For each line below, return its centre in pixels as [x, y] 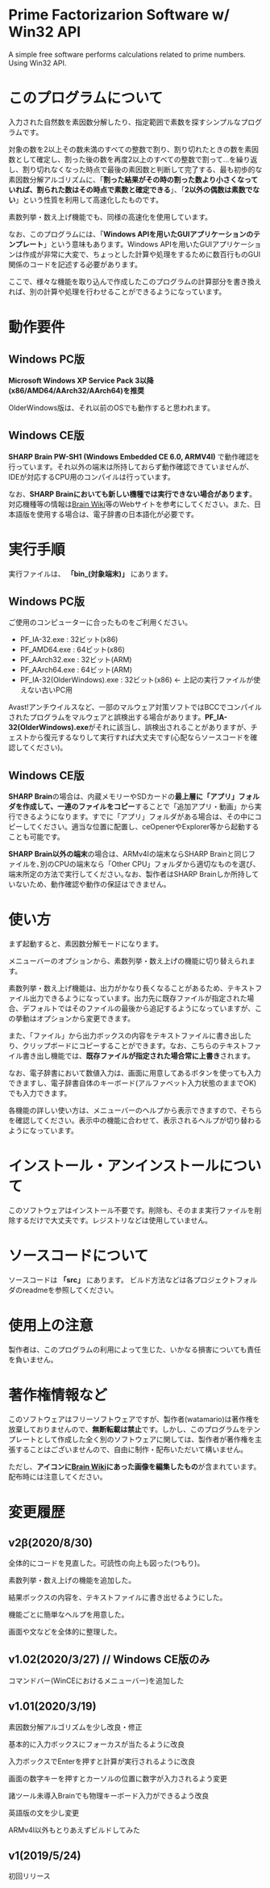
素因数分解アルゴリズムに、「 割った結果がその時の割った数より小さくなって [133, 179]
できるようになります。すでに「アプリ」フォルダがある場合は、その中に [135, 816]
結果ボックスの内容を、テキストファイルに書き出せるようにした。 [118, 1597]
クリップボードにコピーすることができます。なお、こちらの [121, 1046]
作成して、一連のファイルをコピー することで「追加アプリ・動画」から [139, 807]
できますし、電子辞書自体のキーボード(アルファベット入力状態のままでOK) [133, 1083]
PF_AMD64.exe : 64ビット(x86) [72, 650]
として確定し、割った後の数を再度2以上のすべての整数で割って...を [125, 159]
